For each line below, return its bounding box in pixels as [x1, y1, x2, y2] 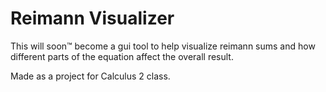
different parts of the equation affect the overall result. [10, 50, 234, 62]
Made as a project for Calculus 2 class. [10, 70, 171, 82]
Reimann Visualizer [10, 7, 175, 30]
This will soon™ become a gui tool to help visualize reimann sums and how [10, 40, 316, 52]
